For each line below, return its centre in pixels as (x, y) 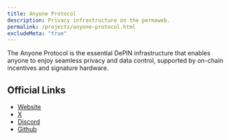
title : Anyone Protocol (42, 14)
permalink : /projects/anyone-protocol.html (72, 27)
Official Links (37, 90)
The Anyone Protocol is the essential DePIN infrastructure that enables (109, 53)
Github (27, 129)
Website (29, 107)
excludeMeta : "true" (37, 33)
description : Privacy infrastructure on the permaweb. (89, 20)
